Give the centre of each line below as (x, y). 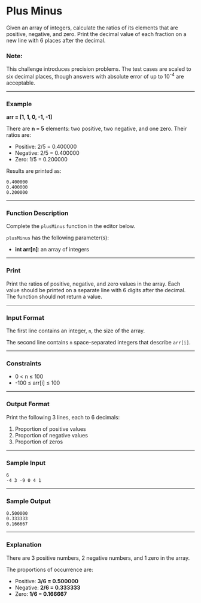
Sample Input (26, 463)
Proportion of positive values (51, 429)
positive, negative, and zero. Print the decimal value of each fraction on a (96, 34)
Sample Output (28, 501)
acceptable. (21, 83)
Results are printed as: (34, 171)
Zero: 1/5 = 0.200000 (41, 160)
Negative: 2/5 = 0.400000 (47, 153)
